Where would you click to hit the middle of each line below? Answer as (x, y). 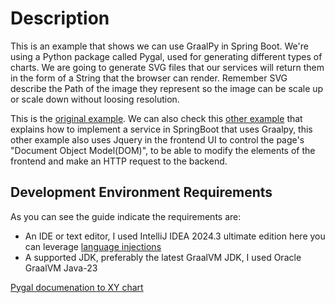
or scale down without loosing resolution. (95, 99)
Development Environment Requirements (141, 192)
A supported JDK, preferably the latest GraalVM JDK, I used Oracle (163, 257)
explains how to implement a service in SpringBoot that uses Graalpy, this (161, 129)
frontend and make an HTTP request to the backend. (119, 161)
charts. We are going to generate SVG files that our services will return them (167, 67)
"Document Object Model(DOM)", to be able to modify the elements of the (163, 150)
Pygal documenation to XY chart (77, 287)
